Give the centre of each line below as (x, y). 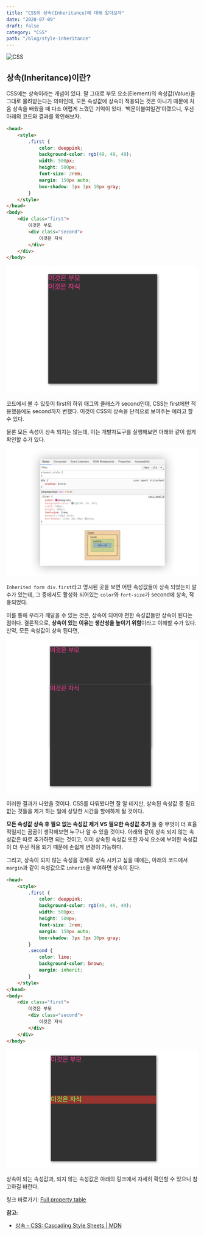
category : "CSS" (27, 32)
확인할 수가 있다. (26, 439)
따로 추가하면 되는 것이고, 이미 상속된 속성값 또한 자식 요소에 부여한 (102, 839)
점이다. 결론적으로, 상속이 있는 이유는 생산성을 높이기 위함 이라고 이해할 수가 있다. (101, 623)
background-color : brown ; (72, 964)
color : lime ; (55, 957)
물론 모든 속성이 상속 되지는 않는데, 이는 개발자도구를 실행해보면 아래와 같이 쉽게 (101, 431)
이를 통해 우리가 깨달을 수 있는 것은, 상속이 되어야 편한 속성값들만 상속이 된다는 (100, 615)
